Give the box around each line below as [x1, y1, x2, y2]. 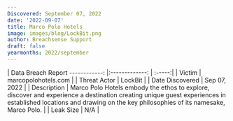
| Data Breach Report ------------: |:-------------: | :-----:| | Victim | [7, 68, 202, 77]
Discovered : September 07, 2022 [7, 10, 101, 17]
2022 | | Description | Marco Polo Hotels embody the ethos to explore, [7, 83, 210, 92]
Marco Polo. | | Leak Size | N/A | [7, 106, 99, 114]
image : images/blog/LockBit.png [7, 29, 101, 37]
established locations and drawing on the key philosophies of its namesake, [7, 98, 225, 106]
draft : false [7, 43, 45, 50]
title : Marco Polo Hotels [7, 23, 83, 30]
